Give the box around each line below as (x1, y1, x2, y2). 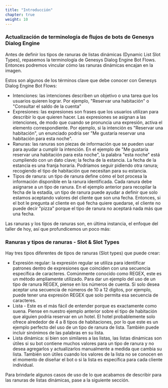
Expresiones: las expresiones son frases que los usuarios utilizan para (12, 108, 159, 114)
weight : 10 (5, 17, 28, 22)
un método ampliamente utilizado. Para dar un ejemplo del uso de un (12, 276, 156, 282)
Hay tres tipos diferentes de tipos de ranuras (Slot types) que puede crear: (5, 250, 160, 256)
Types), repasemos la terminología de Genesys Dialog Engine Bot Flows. (5, 57, 156, 63)
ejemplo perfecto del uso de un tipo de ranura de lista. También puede (12, 324, 159, 330)
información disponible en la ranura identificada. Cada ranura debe (12, 178, 152, 185)
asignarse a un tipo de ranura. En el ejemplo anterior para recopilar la (12, 184, 156, 190)
